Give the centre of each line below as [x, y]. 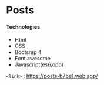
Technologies [23, 26]
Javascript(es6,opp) [39, 64]
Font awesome [33, 59]
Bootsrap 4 [28, 52]
